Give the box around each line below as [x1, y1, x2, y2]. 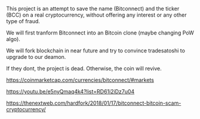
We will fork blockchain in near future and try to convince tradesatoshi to [6, 47, 185, 54]
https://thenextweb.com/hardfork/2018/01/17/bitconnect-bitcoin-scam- [6, 99, 181, 107]
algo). [6, 36, 21, 42]
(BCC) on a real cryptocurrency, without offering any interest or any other [6, 11, 187, 18]
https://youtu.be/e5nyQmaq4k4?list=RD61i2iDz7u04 [6, 88, 135, 95]
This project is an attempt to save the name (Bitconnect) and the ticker [6, 5, 180, 12]
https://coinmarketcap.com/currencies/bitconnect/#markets [6, 77, 154, 83]
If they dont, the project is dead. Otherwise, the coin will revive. [6, 65, 162, 72]
